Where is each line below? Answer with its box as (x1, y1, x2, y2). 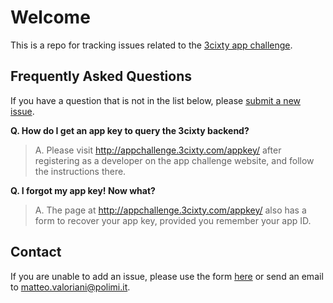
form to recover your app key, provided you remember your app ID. (34, 214, 312, 226)
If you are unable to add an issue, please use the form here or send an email (10, 270, 324, 282)
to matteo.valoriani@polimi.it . (10, 281, 131, 293)
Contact (10, 244, 62, 261)
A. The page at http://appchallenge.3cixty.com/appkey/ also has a (34, 204, 307, 216)
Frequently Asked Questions (10, 68, 193, 85)
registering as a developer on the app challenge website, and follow (34, 154, 315, 166)
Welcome (10, 6, 91, 29)
